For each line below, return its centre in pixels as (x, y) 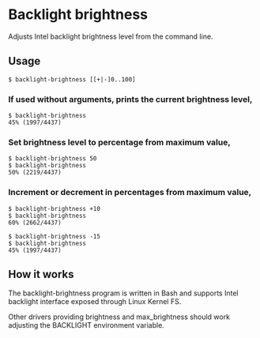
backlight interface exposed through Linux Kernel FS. (95, 302)
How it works (41, 274)
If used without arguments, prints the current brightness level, (130, 99)
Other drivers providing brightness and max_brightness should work (119, 317)
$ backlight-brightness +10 (55, 208)
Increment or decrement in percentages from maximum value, (130, 193)
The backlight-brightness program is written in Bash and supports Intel (123, 293)
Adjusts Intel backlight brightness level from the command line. (111, 36)
